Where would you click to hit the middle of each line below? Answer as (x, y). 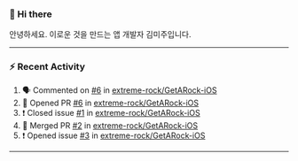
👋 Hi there (31, 14)
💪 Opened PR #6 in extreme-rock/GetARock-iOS (110, 103)
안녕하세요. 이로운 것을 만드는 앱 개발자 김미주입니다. (100, 34)
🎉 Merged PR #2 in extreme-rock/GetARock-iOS (110, 125)
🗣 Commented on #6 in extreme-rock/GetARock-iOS (119, 90)
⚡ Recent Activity (47, 67)
